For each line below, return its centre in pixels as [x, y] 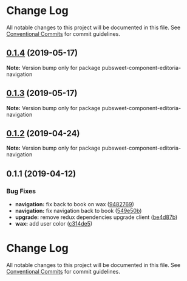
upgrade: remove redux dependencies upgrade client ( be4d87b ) [96, 217]
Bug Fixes [21, 191]
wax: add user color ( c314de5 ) [54, 224]
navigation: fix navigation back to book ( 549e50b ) [78, 211]
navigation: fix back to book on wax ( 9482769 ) [75, 204]
